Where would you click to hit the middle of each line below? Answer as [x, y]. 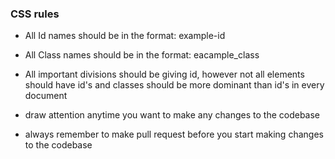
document [46, 96]
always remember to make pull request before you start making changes [174, 134]
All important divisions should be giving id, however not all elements [164, 74]
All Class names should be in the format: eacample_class [142, 55]
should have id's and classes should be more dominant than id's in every [174, 85]
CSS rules [35, 14]
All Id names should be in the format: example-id [125, 36]
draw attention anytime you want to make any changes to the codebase [172, 115]
